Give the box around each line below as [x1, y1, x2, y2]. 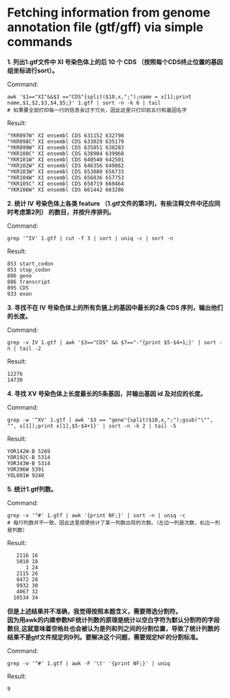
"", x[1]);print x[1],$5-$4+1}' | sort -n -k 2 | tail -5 [7, 422, 176, 430]
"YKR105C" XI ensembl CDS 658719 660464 [7, 180, 125, 187]
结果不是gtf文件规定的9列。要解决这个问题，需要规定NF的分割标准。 [7, 633, 203, 641]
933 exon [7, 290, 32, 297]
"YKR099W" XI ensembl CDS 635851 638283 [7, 144, 125, 151]
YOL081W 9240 [7, 472, 45, 479]
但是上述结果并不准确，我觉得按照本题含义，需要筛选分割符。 [7, 607, 182, 615]
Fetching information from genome [7, 5, 211, 21]
